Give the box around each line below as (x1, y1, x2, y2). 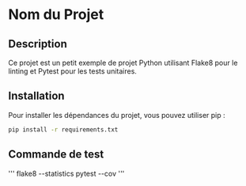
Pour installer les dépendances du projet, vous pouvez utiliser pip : (8, 110, 225, 120)
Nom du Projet (8, 6, 104, 24)
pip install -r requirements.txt (8, 125, 119, 134)
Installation (8, 89, 65, 103)
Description (8, 37, 67, 51)
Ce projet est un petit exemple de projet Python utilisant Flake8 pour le (8, 58, 238, 67)
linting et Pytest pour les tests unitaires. (8, 66, 137, 76)
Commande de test (8, 148, 104, 161)
